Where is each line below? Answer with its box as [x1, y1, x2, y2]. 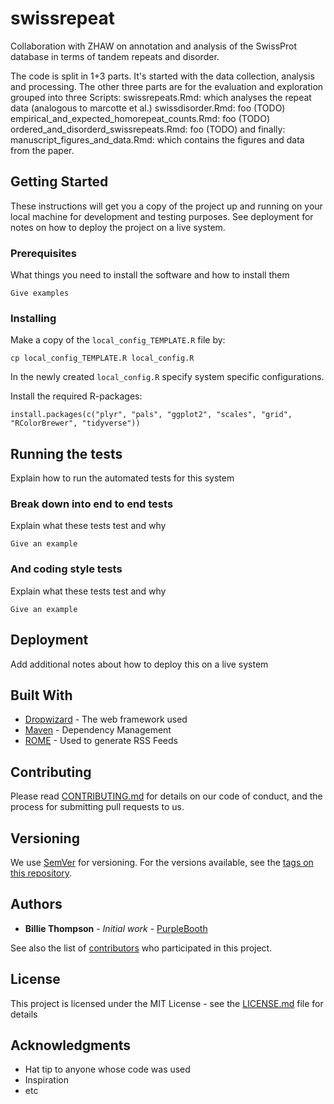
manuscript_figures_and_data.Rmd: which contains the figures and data [10, 133, 305, 146]
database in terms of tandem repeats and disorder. [10, 50, 220, 62]
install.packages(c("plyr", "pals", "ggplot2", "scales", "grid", [10, 410, 293, 420]
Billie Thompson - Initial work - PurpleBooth [24, 922, 208, 934]
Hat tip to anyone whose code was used [24, 1063, 191, 1076]
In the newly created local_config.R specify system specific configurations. [10, 371, 325, 383]
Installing [10, 311, 57, 325]
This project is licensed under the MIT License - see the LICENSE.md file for [10, 997, 324, 1009]
